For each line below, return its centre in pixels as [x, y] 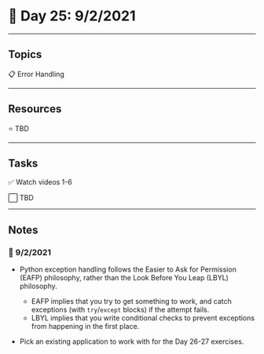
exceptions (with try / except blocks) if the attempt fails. [120, 310]
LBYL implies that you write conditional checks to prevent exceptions [143, 318]
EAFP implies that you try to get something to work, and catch [131, 301]
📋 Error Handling [36, 74]
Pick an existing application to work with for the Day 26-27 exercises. [132, 341]
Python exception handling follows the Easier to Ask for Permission [128, 269]
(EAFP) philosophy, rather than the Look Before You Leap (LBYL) [124, 278]
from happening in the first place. [85, 327]
